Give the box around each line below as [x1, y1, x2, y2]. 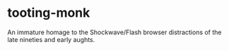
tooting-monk [7, 5, 90, 21]
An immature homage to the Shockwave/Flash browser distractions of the [7, 28, 222, 36]
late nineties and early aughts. [7, 35, 95, 43]
